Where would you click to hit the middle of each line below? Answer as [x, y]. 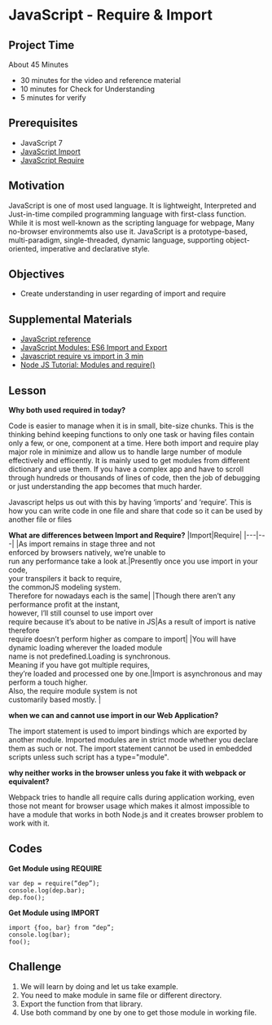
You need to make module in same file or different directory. [121, 995]
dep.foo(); [27, 897]
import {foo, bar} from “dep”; [61, 927]
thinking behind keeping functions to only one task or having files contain [132, 435]
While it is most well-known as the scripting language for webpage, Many [132, 222]
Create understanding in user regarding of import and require [123, 294]
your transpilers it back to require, [65, 579]
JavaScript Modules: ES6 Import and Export [94, 348]
